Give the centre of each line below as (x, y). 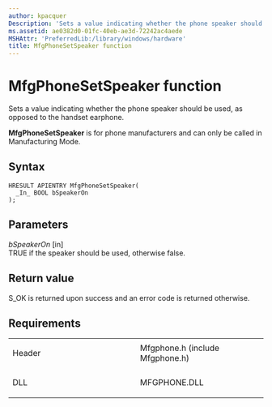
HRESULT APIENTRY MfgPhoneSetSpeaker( (74, 186)
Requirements (45, 323)
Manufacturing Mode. (45, 142)
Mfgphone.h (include (180, 348)
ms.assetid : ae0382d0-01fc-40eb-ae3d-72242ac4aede (96, 31)
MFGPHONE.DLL (172, 383)
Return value (41, 278)
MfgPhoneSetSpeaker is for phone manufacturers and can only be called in (136, 133)
